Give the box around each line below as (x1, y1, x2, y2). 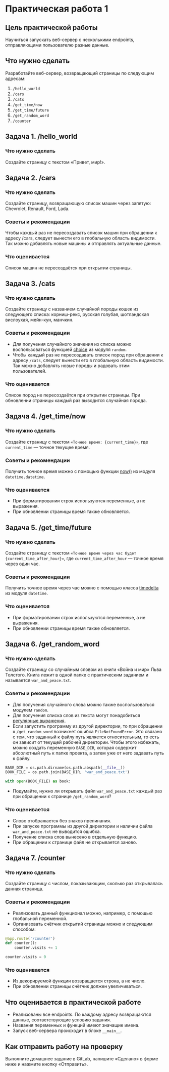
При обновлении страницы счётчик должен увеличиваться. (12, 983, 142, 989)
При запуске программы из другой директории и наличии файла (12, 823, 153, 829)
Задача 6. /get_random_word (5, 640, 100, 649)
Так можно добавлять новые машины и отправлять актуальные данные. (5, 241, 162, 247)
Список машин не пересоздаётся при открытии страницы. (5, 264, 132, 271)
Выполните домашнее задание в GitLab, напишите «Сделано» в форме (5, 1055, 158, 1061)
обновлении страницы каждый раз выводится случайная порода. (5, 398, 147, 404)
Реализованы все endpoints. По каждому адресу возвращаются (12, 1011, 151, 1018)
